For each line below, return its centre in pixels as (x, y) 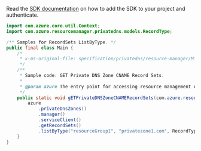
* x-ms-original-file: (48, 59)
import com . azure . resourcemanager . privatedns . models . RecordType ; (89, 31)
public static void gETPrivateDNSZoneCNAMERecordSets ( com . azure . (100, 98)
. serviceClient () (60, 120)
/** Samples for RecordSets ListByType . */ (61, 42)
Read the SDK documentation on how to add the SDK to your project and (96, 9)
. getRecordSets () (60, 125)
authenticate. (22, 15)
